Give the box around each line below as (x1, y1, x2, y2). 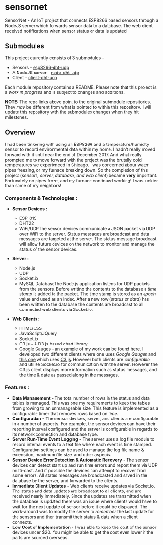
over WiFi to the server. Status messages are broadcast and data (19, 231, 150, 236)
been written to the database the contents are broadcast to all (19, 301, 144, 307)
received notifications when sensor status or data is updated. (5, 28, 128, 34)
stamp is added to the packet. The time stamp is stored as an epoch (19, 291, 156, 297)
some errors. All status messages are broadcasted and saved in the (12, 472, 147, 478)
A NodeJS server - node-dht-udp (12, 70, 79, 75)
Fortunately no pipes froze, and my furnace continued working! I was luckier (5, 177, 158, 183)
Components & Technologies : (5, 195, 78, 201)
